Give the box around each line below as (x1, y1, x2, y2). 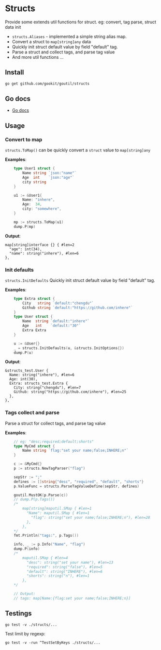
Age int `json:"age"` (22, 175, 75, 180)
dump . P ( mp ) (14, 224, 36, 229)
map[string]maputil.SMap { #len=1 (22, 506, 92, 511)
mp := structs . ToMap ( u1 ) (14, 220, 64, 224)
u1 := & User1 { (14, 193, 42, 198)
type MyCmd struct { (14, 444, 55, 448)
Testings (5, 609, 32, 617)
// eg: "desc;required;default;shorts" (14, 439, 94, 444)
